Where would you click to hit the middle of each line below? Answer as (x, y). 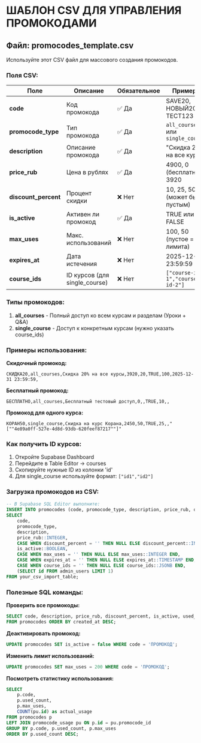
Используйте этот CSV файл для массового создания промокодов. (92, 60)
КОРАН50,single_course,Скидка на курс (54, 423)
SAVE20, (179, 101)
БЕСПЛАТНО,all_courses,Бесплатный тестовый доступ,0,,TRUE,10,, (88, 401)
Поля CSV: (22, 75)
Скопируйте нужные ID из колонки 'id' (64, 470)
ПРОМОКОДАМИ (51, 23)
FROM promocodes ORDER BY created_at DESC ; (61, 622)
